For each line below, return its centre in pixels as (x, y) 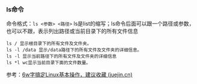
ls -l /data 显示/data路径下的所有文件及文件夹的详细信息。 (74, 50)
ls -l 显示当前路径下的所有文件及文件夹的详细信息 (61, 56)
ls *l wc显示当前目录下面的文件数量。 (48, 63)
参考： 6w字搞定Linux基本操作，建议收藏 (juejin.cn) (69, 75)
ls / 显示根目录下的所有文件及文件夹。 (49, 44)
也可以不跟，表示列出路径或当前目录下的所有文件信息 (72, 31)
